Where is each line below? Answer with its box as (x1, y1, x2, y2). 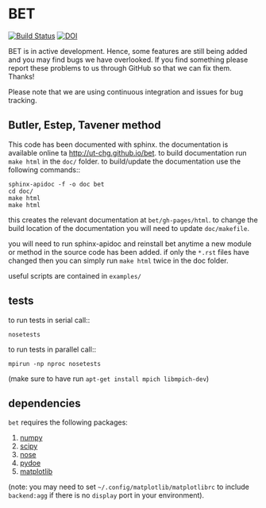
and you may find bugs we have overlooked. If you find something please (8, 55, 249, 64)
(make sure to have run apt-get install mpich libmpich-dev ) (8, 374, 210, 383)
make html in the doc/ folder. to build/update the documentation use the (8, 156, 241, 166)
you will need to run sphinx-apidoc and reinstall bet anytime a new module (8, 239, 252, 248)
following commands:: (8, 164, 81, 175)
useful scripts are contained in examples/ (8, 271, 141, 280)
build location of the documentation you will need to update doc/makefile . (8, 223, 250, 233)
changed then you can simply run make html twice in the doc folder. (8, 256, 229, 265)
